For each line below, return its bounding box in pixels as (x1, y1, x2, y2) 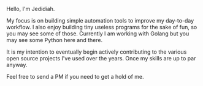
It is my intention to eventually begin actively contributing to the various (6, 48, 187, 56)
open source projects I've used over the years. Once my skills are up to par (6, 55, 196, 62)
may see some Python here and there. (6, 37, 103, 43)
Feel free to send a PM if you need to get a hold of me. (6, 73, 144, 80)
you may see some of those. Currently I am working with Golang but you (6, 30, 190, 37)
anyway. (6, 61, 28, 68)
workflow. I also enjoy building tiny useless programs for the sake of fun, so (6, 24, 197, 30)
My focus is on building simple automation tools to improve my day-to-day (6, 17, 194, 24)
